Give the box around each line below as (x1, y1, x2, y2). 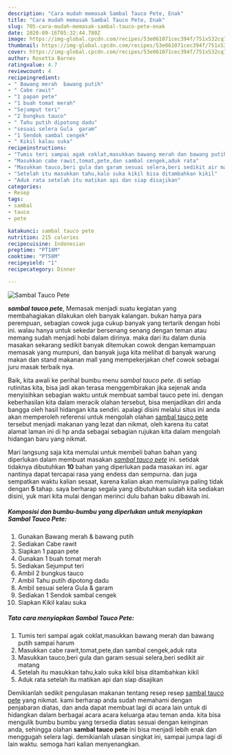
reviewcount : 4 (8, 68, 52, 74)
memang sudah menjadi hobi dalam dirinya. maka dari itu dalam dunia (8, 333, 206, 342)
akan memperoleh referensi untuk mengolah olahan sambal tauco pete (8, 413, 209, 421)
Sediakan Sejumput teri (17, 561, 85, 570)
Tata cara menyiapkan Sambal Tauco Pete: (8, 614, 135, 622)
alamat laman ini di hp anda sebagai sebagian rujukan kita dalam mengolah (8, 427, 221, 435)
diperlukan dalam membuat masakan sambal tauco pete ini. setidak (8, 455, 200, 464)
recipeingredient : (8, 74, 61, 81)
